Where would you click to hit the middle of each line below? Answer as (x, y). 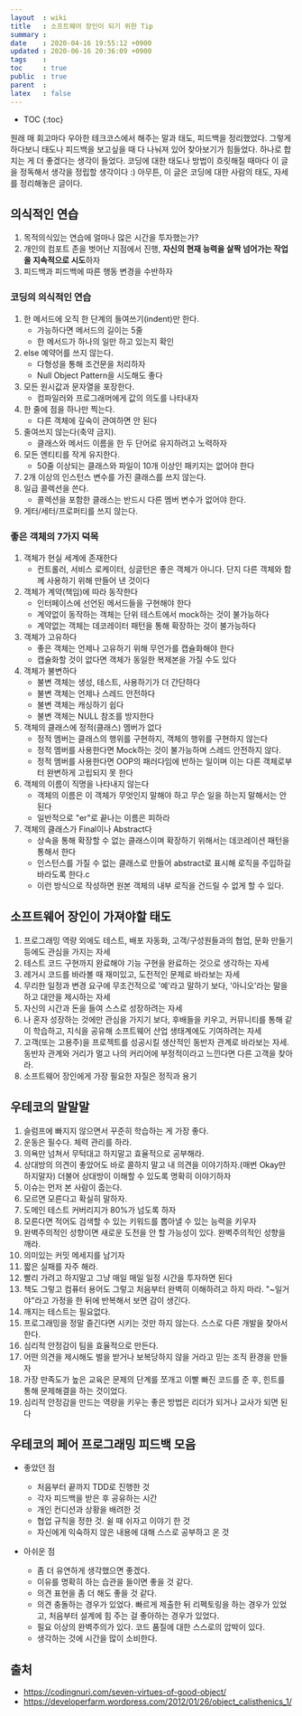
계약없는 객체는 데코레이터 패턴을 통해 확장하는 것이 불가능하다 (146, 626)
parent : (29, 85)
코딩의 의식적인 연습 (51, 297)
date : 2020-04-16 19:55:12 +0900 (81, 43)
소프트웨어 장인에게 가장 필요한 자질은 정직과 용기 (110, 1076)
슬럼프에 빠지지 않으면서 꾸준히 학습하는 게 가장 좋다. (116, 1130)
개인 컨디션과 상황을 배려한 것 (88, 1510)
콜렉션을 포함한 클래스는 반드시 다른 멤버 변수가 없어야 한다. (142, 499)
